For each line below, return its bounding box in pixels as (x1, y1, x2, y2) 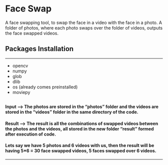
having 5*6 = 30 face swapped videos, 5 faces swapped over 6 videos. (5, 148, 156, 154)
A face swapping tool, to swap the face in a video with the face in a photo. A (5, 19, 162, 25)
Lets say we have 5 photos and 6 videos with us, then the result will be (5, 142, 154, 148)
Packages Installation (5, 44, 74, 53)
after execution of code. (5, 131, 56, 137)
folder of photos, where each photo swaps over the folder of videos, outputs (5, 24, 163, 30)
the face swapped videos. (5, 30, 59, 36)
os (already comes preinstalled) (12, 83, 78, 90)
